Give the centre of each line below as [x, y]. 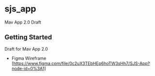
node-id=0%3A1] [29, 68]
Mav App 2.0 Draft [23, 22]
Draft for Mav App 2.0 [26, 49]
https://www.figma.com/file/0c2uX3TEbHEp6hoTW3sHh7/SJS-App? [82, 63]
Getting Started [28, 37]
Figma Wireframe [29, 58]
